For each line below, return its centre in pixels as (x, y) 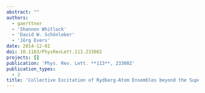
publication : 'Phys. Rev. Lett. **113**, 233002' (71, 63)
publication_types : (31, 69)
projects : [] (23, 58)
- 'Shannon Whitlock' (39, 29)
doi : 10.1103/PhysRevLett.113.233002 (54, 52)
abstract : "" (23, 12)
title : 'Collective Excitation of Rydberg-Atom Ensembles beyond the (97, 80)
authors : (17, 18)
